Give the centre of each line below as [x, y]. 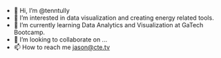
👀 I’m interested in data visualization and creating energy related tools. [114, 18]
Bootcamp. [29, 32]
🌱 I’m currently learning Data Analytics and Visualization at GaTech [108, 25]
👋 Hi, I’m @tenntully [42, 11]
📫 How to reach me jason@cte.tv [62, 47]
